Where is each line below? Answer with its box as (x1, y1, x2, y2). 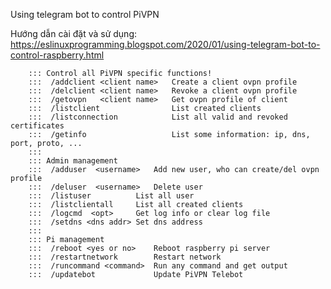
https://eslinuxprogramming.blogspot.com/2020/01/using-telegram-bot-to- (10, 39, 321, 50)
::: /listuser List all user (28, 191, 195, 201)
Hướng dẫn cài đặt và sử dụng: (10, 28, 138, 39)
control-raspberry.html (10, 49, 105, 61)
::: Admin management (28, 156, 118, 166)
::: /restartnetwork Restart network (28, 252, 222, 262)
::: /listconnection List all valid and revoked (28, 112, 288, 122)
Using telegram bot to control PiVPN (10, 9, 160, 20)
